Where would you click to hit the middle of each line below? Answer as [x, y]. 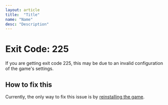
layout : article [22, 10]
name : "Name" [19, 19]
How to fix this [29, 84]
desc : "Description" [27, 24]
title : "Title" [22, 15]
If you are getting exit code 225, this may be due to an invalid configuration [84, 63]
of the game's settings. [30, 68]
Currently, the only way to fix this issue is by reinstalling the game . [75, 97]
